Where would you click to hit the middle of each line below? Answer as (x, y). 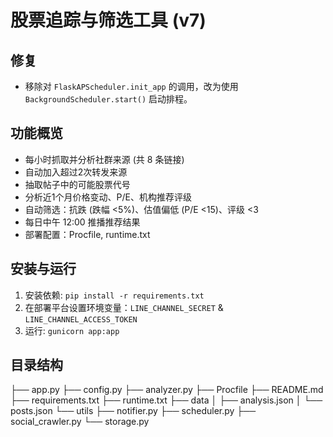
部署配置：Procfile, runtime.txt (87, 234)
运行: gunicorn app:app (72, 330)
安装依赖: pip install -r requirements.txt (114, 295)
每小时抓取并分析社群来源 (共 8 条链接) (104, 159)
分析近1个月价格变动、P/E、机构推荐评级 (108, 197)
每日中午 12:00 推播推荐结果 (82, 222)
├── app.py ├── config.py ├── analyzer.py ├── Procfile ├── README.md (167, 390)
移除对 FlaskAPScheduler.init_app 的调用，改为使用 (131, 86)
